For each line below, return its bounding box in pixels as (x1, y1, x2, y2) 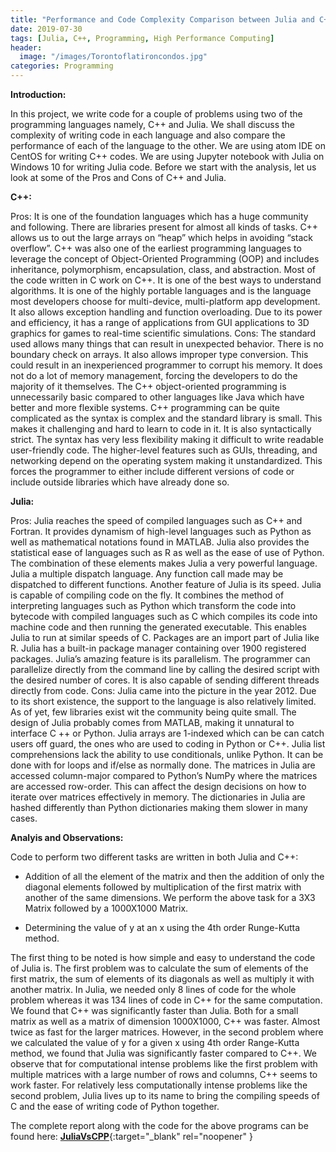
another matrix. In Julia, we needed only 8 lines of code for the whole (10, 984, 297, 995)
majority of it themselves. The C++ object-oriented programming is (10, 381, 287, 392)
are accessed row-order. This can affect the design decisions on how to (10, 781, 307, 792)
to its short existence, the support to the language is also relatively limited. (10, 696, 317, 707)
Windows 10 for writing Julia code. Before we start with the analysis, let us (10, 161, 317, 173)
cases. (10, 812, 38, 824)
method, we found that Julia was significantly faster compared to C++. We (10, 1047, 317, 1059)
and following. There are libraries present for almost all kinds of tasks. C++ (10, 221, 319, 233)
